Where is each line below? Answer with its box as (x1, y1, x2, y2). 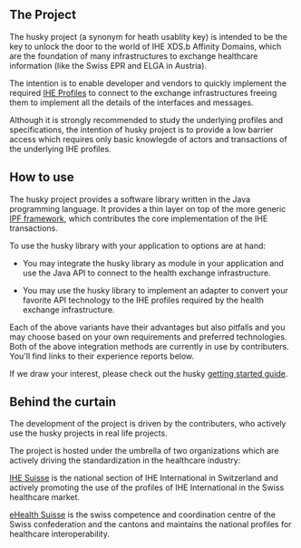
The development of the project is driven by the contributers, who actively (9, 418, 286, 429)
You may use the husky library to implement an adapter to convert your (22, 284, 288, 295)
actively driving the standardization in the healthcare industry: (9, 455, 241, 466)
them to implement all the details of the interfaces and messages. (9, 97, 254, 108)
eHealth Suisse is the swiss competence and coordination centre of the (9, 509, 277, 520)
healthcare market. (9, 492, 80, 503)
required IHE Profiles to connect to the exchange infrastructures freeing (9, 87, 277, 98)
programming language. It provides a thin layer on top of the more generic (9, 203, 286, 214)
